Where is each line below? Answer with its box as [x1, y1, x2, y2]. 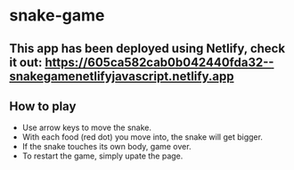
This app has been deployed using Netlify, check [9, 41, 286, 56]
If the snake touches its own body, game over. [21, 142, 192, 152]
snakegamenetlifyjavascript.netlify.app [9, 69, 234, 84]
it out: [9, 54, 43, 69]
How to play [9, 99, 77, 114]
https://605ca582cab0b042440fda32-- [44, 54, 274, 69]
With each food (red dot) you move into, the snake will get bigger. [21, 132, 263, 142]
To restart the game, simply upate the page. [21, 150, 184, 161]
